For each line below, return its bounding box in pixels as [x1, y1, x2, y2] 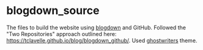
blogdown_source [6, 4, 100, 18]
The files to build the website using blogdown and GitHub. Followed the [6, 24, 186, 31]
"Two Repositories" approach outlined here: [6, 30, 117, 37]
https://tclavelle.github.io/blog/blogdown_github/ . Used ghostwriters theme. [6, 37, 197, 44]
